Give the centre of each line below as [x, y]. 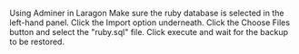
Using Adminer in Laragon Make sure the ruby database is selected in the [147, 13]
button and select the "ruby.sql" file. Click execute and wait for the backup [149, 32]
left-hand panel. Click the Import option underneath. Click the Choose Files [150, 22]
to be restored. [37, 41]
